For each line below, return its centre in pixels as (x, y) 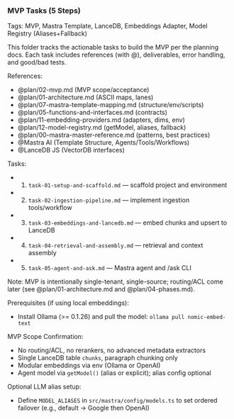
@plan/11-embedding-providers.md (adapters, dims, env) (101, 120)
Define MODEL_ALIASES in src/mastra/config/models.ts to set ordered (117, 401)
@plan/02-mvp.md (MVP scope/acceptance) (83, 90)
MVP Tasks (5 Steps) (44, 11)
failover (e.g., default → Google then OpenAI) (84, 408)
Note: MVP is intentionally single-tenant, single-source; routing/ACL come (115, 281)
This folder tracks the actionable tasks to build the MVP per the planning (113, 48)
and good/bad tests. (37, 62)
